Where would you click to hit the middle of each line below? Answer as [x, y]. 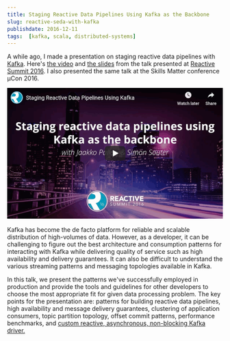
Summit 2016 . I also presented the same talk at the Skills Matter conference [114, 71]
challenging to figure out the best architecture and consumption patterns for [115, 244]
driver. [16, 331]
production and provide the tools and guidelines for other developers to [108, 287]
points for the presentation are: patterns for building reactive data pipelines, [114, 301]
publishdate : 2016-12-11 [42, 29]
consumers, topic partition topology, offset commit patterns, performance [111, 316]
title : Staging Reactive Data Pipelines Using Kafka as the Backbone [108, 14]
